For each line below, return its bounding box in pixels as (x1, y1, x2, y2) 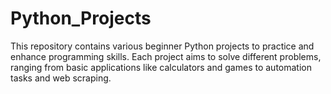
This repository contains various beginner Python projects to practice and (10, 40, 315, 52)
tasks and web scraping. (10, 72, 112, 84)
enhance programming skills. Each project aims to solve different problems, (10, 50, 322, 62)
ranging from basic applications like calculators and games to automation (10, 61, 312, 73)
